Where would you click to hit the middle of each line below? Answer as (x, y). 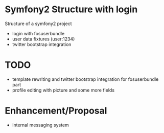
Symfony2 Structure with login (71, 9)
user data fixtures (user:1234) (43, 39)
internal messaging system (41, 125)
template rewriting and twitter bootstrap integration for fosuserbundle (85, 79)
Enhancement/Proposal (56, 111)
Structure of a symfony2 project (38, 24)
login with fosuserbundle (38, 33)
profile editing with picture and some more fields (63, 90)
